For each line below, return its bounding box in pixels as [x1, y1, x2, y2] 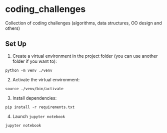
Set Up [5, 40, 26, 48]
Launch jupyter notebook [12, 113, 65, 119]
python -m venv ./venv [5, 68, 52, 73]
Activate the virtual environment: [12, 76, 80, 83]
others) [5, 25, 20, 31]
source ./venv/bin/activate [5, 86, 64, 91]
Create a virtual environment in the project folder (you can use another [12, 53, 158, 59]
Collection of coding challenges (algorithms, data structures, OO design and [5, 20, 162, 26]
